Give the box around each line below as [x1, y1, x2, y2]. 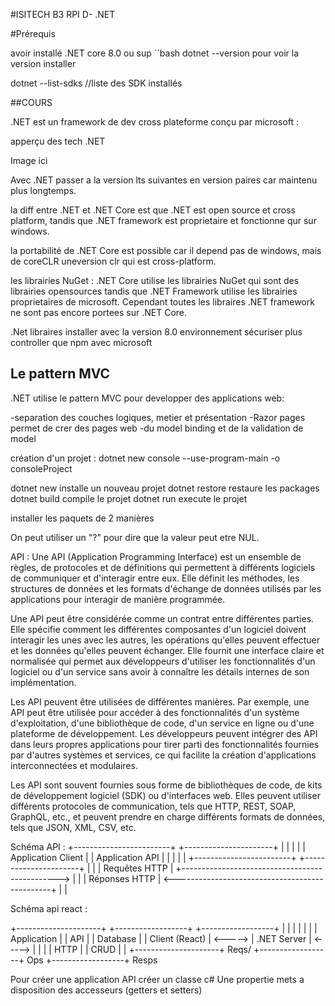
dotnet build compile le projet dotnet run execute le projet [10, 492, 248, 504]
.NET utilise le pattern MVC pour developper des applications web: [10, 392, 285, 404]
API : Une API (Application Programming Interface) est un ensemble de [10, 550, 302, 563]
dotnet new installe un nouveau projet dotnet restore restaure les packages [10, 482, 320, 494]
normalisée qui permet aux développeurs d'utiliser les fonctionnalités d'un [10, 655, 316, 667]
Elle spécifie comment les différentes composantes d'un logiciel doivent [10, 623, 307, 635]
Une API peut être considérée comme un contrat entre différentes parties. [10, 612, 315, 624]
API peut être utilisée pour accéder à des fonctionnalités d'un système [10, 706, 300, 718]
